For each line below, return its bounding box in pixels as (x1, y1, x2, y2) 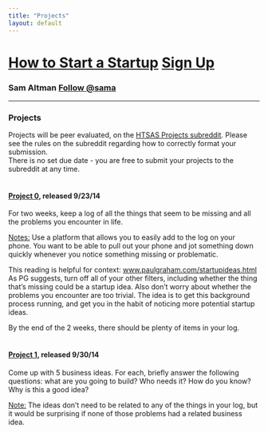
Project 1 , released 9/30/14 (8, 350, 100, 360)
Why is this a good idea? (8, 384, 89, 394)
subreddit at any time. (8, 165, 81, 174)
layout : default (8, 19, 62, 27)
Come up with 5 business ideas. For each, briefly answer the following (8, 367, 239, 377)
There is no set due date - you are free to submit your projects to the (8, 156, 234, 165)
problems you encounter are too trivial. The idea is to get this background (8, 291, 250, 300)
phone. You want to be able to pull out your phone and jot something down (8, 241, 254, 251)
